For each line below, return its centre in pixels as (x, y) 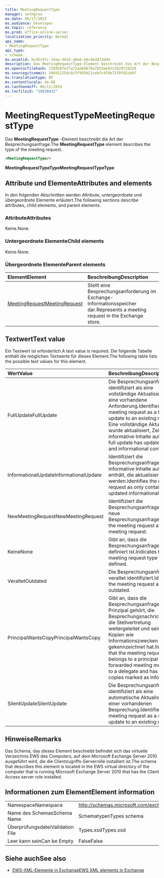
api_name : (15, 41)
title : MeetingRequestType (32, 10)
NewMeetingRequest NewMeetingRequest (56, 516)
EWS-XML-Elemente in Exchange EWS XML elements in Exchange (78, 870)
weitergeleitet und (129, 628)
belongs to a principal (133, 659)
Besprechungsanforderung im (122, 291)
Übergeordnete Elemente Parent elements (55, 264)
